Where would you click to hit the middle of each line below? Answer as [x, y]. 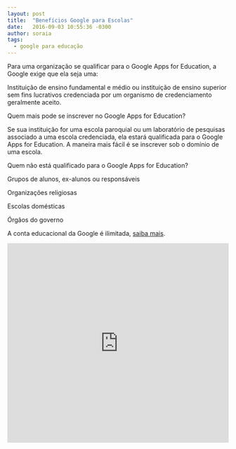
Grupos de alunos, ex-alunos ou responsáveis [74, 179]
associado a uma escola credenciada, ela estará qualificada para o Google [115, 137]
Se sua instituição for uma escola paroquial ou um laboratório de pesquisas [116, 129]
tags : [15, 40]
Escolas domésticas [36, 206]
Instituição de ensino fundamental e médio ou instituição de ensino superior [117, 87]
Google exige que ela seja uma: [53, 74]
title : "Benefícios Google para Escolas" [70, 20]
